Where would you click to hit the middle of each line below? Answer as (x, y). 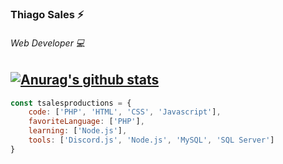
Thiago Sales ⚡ (47, 14)
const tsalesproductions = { (71, 103)
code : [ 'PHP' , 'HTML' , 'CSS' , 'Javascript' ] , (125, 112)
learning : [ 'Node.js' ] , (78, 131)
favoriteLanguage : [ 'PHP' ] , (86, 122)
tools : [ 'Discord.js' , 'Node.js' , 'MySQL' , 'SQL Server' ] (151, 140)
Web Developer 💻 (48, 43)
